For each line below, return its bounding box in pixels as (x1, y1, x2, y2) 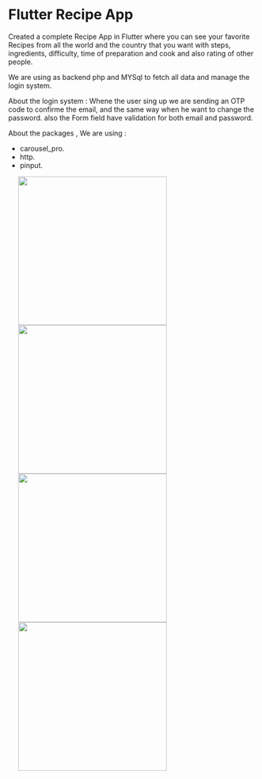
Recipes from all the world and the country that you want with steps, (8, 40, 231, 49)
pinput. (19, 160, 44, 170)
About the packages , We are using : (8, 128, 127, 138)
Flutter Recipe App (8, 6, 134, 24)
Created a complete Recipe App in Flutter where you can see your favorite (8, 32, 250, 41)
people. (8, 57, 33, 67)
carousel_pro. (19, 143, 65, 153)
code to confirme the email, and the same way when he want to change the (8, 105, 255, 114)
